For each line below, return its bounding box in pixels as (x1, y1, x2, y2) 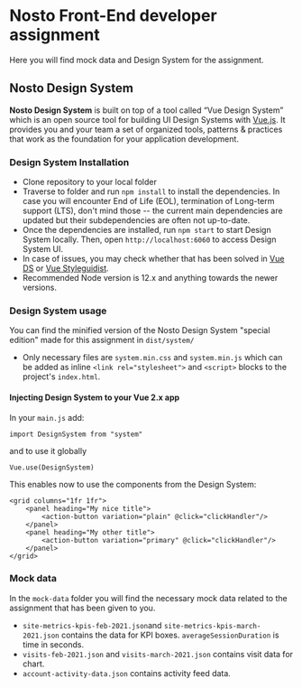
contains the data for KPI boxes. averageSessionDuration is (61, 629, 279, 640)
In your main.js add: (9, 412, 85, 423)
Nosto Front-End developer (9, 5, 218, 26)
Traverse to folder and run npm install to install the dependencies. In (22, 186, 280, 197)
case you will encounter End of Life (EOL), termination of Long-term (22, 196, 275, 207)
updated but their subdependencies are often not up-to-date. (22, 215, 251, 226)
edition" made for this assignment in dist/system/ (9, 335, 195, 346)
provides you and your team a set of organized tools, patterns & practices (9, 124, 283, 135)
